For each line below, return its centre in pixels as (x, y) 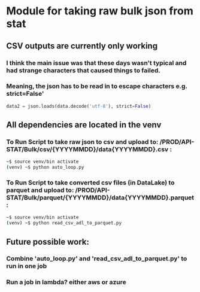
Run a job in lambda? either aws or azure (66, 282)
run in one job (27, 266)
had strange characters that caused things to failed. (83, 70)
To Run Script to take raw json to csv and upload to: (82, 142)
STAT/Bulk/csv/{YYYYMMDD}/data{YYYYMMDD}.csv (87, 149)
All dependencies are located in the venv (84, 125)
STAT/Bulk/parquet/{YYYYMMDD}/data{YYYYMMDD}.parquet (100, 197)
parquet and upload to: (40, 190)
